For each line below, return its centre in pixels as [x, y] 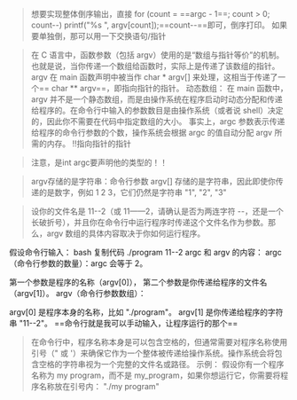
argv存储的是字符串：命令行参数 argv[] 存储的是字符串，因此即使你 [153, 181]
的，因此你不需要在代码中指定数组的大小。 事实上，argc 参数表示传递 [158, 122]
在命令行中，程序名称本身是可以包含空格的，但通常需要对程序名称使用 [159, 342]
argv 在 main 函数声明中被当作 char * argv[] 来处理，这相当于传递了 [154, 77]
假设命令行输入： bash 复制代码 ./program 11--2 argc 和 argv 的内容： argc [145, 252]
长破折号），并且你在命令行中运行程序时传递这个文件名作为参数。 [149, 222]
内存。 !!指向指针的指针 [89, 144]
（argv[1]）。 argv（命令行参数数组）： [78, 293]
